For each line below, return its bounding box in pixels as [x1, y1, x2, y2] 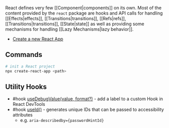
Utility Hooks [5, 82, 47, 91]
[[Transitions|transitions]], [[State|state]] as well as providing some [5, 21, 145, 27]
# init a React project [5, 63, 55, 69]
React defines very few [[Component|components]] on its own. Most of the [5, 5, 162, 11]
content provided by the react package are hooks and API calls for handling [5, 10, 163, 16]
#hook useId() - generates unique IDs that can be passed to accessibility [12, 106, 164, 113]
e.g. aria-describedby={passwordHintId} [20, 117, 104, 123]
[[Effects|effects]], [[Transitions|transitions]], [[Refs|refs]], [5, 16, 126, 21]
